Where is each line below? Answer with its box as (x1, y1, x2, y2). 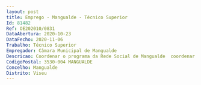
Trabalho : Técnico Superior (6, 42, 77, 48)
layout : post (6, 8, 39, 15)
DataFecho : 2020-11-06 (6, 37, 63, 42)
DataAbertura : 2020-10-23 (6, 31, 71, 37)
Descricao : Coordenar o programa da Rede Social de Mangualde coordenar (6, 53, 196, 59)
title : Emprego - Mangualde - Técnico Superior (6, 14, 128, 20)
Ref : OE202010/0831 (6, 25, 55, 32)
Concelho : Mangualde (6, 64, 58, 71)
